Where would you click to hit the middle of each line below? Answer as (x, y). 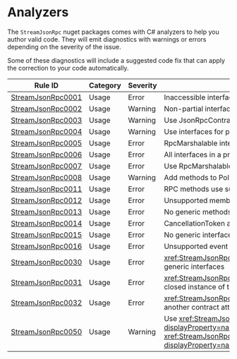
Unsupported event (196, 246)
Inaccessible (185, 97)
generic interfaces (194, 267)
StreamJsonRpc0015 (47, 235)
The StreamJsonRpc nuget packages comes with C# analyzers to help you (114, 32)
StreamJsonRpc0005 (47, 143)
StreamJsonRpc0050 (47, 331)
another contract (192, 307)
